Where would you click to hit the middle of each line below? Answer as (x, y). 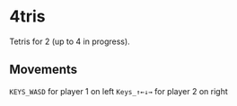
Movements (44, 70)
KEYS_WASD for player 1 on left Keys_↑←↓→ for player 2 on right (118, 91)
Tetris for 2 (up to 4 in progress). (70, 41)
